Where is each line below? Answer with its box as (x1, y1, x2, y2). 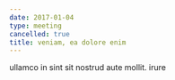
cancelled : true (9, 29, 70, 38)
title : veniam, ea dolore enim (9, 37, 127, 47)
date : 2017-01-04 (9, 12, 74, 22)
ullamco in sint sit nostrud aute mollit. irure (9, 62, 166, 73)
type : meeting (9, 21, 63, 30)
